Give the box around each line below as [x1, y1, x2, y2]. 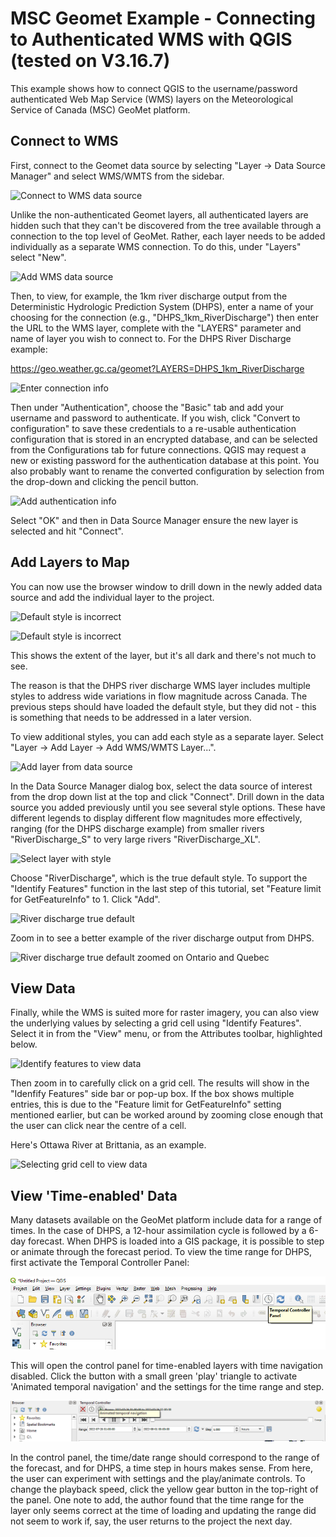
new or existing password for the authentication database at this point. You [10, 454, 320, 466]
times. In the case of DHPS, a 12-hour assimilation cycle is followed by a [10, 1225, 307, 1237]
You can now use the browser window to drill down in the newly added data [10, 580, 323, 592]
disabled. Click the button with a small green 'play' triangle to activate [10, 1370, 298, 1382]
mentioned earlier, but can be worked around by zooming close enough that [10, 1109, 324, 1121]
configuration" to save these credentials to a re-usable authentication [10, 422, 297, 434]
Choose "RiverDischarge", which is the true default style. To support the [10, 872, 308, 884]
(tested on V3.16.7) [10, 50, 171, 72]
